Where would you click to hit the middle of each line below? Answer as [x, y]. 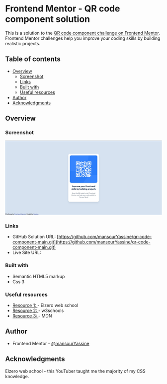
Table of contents [33, 59]
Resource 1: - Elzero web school [45, 306]
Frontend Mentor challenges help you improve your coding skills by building [83, 38]
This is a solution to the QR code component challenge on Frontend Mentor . [83, 33]
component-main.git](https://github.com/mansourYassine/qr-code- [81, 242]
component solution [48, 19]
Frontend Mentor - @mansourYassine [51, 343]
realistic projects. [23, 43]
